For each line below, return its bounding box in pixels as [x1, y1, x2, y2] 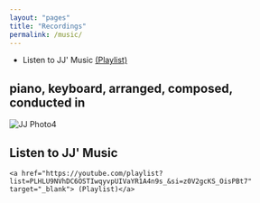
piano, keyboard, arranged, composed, [9, 80, 233, 96]
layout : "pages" [9, 13, 70, 23]
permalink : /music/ [9, 30, 83, 39]
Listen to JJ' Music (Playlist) [22, 55, 128, 66]
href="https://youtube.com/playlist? [21, 169, 164, 178]
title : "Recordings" [9, 22, 88, 31]
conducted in [9, 95, 86, 110]
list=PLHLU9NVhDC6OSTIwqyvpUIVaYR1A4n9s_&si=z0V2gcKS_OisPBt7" [9, 177, 253, 186]
